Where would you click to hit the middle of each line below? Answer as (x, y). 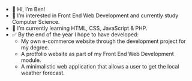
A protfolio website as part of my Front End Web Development (97, 54)
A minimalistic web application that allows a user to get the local (100, 66)
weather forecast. (43, 73)
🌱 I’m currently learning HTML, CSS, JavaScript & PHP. (79, 28)
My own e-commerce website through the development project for (103, 41)
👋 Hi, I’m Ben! (28, 9)
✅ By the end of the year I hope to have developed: (75, 35)
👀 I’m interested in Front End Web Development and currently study (95, 15)
